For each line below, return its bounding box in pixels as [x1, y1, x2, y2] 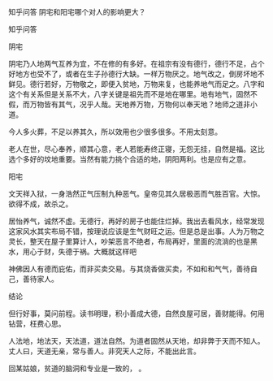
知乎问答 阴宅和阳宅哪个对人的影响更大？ [8, 7, 146, 16]
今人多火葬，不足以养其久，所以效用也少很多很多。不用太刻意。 [8, 127, 222, 136]
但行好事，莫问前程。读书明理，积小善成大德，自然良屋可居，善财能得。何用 [8, 309, 265, 318]
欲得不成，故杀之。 [8, 199, 73, 209]
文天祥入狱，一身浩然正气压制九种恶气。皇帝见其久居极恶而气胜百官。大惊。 [8, 189, 265, 198]
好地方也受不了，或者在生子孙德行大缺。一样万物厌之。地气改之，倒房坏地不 [8, 69, 265, 79]
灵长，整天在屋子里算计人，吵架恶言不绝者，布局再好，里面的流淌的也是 [8, 236, 250, 246]
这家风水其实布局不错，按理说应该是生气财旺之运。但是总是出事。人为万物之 [8, 227, 265, 236]
